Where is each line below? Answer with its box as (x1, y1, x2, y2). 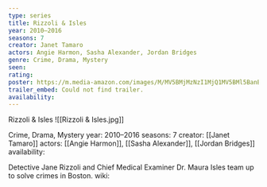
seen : (8, 64, 26, 72)
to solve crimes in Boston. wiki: (8, 171, 110, 181)
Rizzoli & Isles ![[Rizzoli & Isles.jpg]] (8, 115, 125, 124)
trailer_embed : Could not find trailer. (8, 85, 145, 94)
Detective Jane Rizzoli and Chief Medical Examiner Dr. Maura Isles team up (8, 162, 254, 172)
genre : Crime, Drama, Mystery (8, 56, 109, 64)
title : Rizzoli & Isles (8, 19, 87, 27)
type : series (8, 11, 52, 20)
